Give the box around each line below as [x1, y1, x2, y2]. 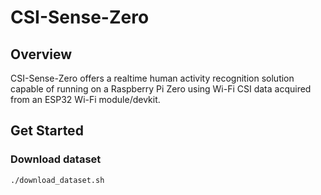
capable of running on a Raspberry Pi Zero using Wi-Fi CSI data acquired [10, 83, 312, 95]
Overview [10, 46, 73, 63]
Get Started [10, 122, 84, 140]
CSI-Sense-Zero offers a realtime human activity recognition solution [10, 72, 295, 84]
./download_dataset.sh [10, 175, 105, 185]
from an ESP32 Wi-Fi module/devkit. [10, 94, 161, 105]
